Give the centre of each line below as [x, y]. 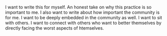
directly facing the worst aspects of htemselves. [55, 28]
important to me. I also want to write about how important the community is [83, 12]
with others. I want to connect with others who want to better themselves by [83, 23]
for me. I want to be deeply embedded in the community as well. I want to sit [84, 18]
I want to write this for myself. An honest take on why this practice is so [79, 7]
